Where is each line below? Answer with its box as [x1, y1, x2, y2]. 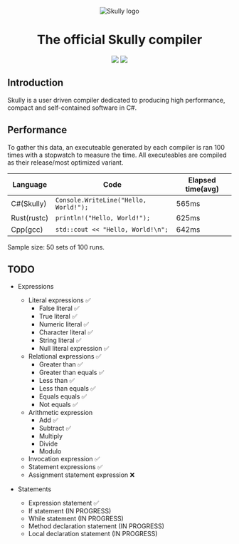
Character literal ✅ [38, 328, 94, 337]
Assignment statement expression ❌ [28, 471, 135, 479]
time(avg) [185, 184, 219, 194]
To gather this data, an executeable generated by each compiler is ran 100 [7, 143, 225, 151]
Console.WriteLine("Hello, [55, 196, 147, 204]
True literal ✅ [38, 312, 78, 321]
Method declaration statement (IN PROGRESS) [28, 522, 165, 530]
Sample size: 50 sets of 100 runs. [7, 242, 105, 251]
